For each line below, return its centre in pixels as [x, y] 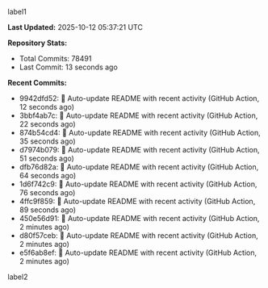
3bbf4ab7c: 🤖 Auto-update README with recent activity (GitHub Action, [138, 115]
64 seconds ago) [48, 175]
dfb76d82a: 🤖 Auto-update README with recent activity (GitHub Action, [139, 167]
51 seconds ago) [46, 158]
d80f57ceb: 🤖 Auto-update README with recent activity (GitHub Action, [139, 236]
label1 [17, 12]
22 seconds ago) [47, 124]
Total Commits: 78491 [55, 58]
